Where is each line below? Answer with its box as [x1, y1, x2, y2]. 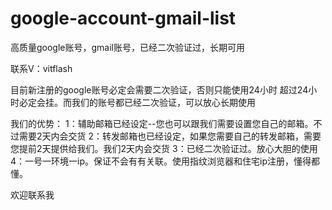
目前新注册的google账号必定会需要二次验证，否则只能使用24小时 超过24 [10, 83, 309, 96]
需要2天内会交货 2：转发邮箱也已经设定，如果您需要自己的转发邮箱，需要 [18, 130, 322, 142]
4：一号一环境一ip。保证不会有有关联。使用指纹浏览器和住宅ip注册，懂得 [10, 155, 312, 167]
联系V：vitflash [10, 62, 73, 74]
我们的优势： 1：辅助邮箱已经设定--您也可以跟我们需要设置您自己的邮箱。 [10, 117, 314, 129]
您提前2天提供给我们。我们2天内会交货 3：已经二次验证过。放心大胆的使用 [10, 142, 318, 154]
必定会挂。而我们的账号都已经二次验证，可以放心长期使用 [18, 96, 256, 108]
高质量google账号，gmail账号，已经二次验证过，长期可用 [10, 41, 246, 53]
